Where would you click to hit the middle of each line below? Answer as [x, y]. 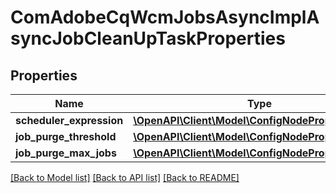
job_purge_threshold [66, 136]
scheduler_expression [69, 120]
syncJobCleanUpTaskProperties [148, 38]
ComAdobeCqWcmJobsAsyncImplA [165, 17]
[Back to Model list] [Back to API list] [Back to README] [125, 177]
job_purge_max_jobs [66, 153]
